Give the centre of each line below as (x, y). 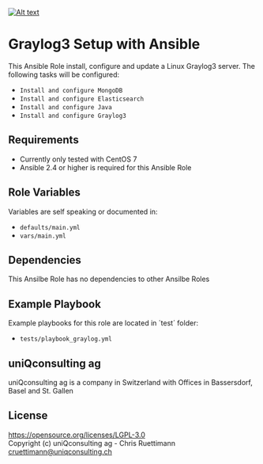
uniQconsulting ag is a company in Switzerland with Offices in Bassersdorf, (130, 382)
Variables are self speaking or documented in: (83, 211)
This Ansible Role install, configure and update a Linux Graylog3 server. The (131, 66)
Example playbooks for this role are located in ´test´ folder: (103, 323)
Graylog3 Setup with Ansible (104, 44)
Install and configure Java (66, 107)
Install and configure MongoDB (71, 90)
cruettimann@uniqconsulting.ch (60, 451)
